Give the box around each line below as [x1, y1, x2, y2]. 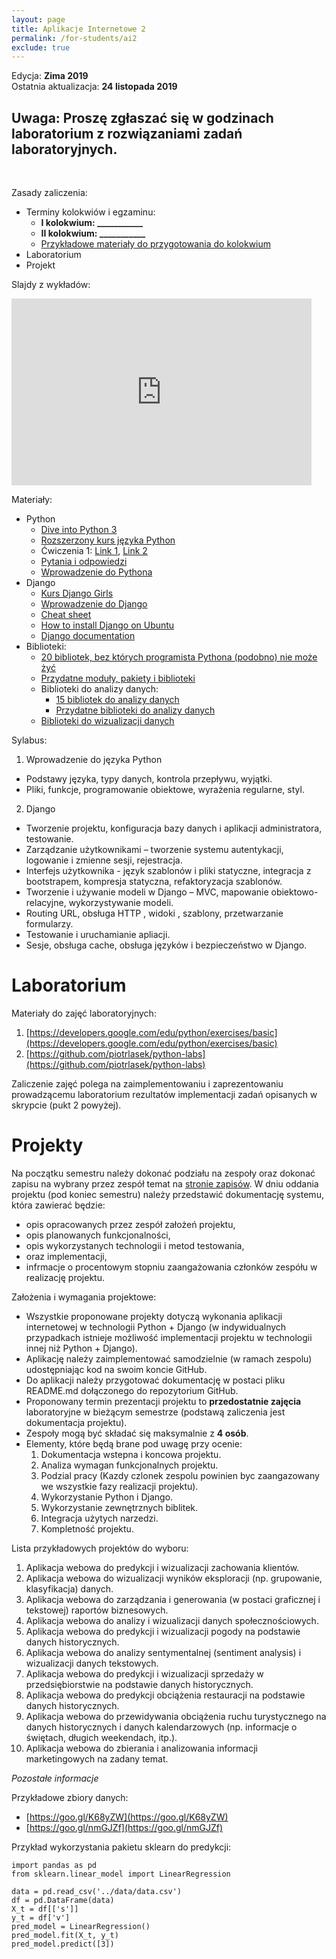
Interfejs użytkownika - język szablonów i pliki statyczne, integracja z [25, 865, 312, 877]
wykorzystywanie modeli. [68, 897, 174, 909]
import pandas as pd [11, 1860, 98, 1870]
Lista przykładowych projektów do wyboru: [11, 1542, 189, 1554]
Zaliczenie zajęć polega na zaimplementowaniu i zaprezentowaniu [11, 1078, 284, 1090]
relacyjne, [25, 897, 67, 909]
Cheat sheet [40, 609, 92, 621]
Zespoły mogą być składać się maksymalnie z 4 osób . [25, 1427, 249, 1439]
